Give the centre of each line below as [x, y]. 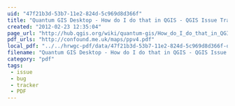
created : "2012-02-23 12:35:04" [54, 26]
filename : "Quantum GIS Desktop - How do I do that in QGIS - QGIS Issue [117, 53]
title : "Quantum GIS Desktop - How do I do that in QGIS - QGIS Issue [112, 20]
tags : [15, 66]
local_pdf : [23, 46]
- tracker [24, 85]
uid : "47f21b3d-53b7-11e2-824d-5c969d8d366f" [74, 14]
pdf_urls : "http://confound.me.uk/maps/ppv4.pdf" [81, 40]
